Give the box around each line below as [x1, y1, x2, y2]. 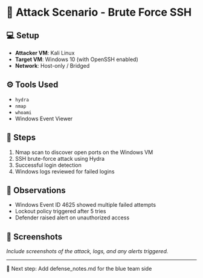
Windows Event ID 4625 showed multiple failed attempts [14, 201, 156, 208]
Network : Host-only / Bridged [14, 62, 90, 69]
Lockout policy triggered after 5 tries [14, 208, 106, 215]
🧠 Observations [6, 186, 66, 196]
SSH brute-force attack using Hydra [14, 155, 105, 162]
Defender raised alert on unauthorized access [14, 214, 130, 221]
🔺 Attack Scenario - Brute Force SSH [6, 5, 192, 19]
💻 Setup [6, 30, 39, 40]
